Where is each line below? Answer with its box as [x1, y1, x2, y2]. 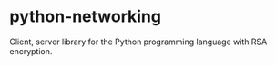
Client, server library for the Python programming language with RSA [9, 36, 268, 47]
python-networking [9, 6, 162, 27]
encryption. [9, 45, 53, 56]
